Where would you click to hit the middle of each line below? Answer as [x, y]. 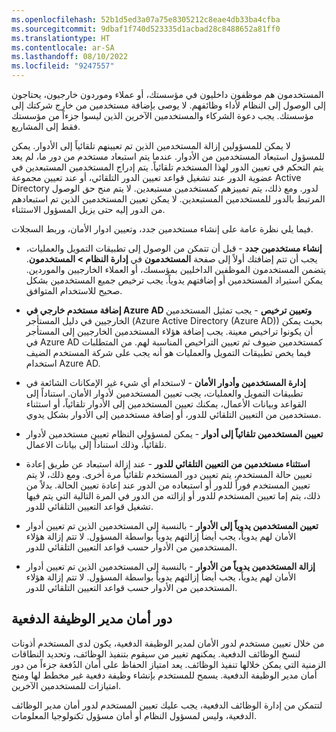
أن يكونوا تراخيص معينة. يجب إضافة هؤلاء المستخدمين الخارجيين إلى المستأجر [169, 331]
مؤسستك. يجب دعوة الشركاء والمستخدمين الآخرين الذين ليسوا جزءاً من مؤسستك [162, 115]
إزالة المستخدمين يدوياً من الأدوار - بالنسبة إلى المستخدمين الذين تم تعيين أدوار [170, 566]
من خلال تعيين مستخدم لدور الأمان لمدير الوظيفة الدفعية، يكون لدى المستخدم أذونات [168, 643]
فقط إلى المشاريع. [46, 126]
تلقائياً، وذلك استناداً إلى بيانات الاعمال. [96, 444]
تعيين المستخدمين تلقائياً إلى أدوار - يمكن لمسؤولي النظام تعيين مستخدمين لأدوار [174, 434]
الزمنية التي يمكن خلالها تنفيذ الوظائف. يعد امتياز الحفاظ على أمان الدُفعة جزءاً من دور [169, 664]
